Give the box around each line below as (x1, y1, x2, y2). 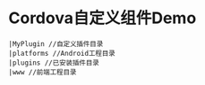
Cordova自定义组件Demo (8, 8, 197, 28)
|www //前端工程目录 (8, 67, 77, 76)
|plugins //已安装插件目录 (8, 58, 99, 67)
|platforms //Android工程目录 (8, 49, 115, 58)
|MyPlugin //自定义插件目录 (8, 39, 104, 49)
